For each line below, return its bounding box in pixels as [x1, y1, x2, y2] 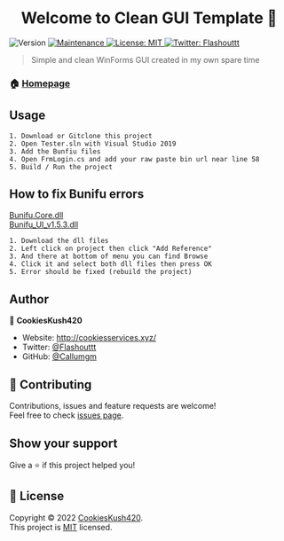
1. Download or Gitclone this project [9, 131, 153, 140]
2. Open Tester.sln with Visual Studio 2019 [9, 139, 177, 148]
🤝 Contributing [9, 377, 92, 392]
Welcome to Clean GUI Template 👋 [20, 8, 278, 28]
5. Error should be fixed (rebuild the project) [9, 268, 193, 277]
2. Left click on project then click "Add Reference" [9, 244, 213, 254]
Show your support [9, 435, 118, 451]
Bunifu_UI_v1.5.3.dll [9, 219, 79, 230]
